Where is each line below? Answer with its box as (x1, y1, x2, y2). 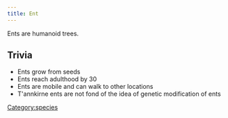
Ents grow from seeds (17, 67, 81, 76)
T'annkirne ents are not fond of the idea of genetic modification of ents (17, 90, 221, 98)
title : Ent (7, 10, 39, 17)
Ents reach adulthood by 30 (17, 75, 97, 83)
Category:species (7, 103, 58, 112)
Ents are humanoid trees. (7, 29, 79, 37)
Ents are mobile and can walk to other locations (17, 83, 154, 91)
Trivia (7, 49, 33, 61)
